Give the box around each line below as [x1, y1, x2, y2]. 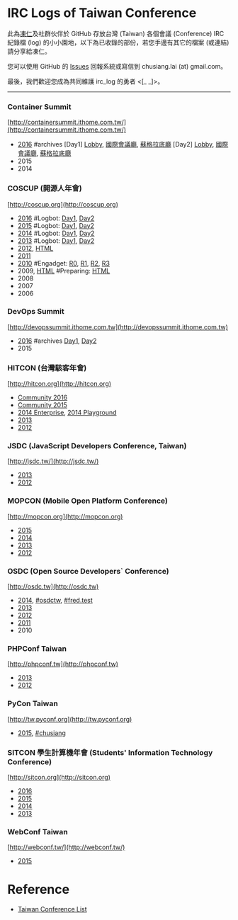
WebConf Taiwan [7, 827, 69, 836]
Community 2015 [17, 401, 67, 409]
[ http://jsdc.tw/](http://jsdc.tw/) [7, 457, 99, 465]
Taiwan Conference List [17, 905, 87, 914]
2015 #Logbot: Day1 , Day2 [17, 221, 94, 229]
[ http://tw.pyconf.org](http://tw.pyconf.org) [7, 715, 132, 723]
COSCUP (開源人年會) [7, 183, 83, 193]
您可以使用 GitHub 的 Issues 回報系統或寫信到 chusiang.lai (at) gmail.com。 [7, 62, 227, 70]
